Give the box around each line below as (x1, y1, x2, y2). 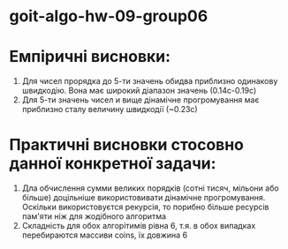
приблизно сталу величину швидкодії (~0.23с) (21, 104, 198, 115)
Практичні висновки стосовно (9, 135, 245, 155)
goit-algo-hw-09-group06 (9, 6, 208, 26)
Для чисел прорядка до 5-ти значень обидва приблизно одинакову (21, 76, 278, 87)
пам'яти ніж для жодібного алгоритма (21, 211, 166, 222)
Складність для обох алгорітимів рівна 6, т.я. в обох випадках (21, 221, 256, 231)
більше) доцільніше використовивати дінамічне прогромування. (21, 192, 266, 203)
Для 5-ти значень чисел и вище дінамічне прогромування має (21, 94, 260, 105)
